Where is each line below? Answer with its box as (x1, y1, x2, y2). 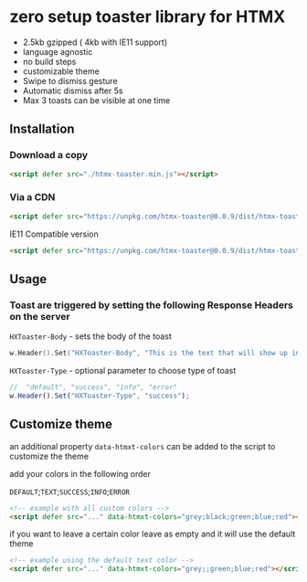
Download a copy (9, 149, 89, 162)
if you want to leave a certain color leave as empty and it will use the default (9, 528, 296, 540)
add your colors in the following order (9, 468, 151, 479)
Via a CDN (9, 191, 56, 204)
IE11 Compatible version (9, 228, 99, 239)
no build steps (22, 56, 77, 67)
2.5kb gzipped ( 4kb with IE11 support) (22, 37, 168, 48)
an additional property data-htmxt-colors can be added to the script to (9, 440, 276, 451)
